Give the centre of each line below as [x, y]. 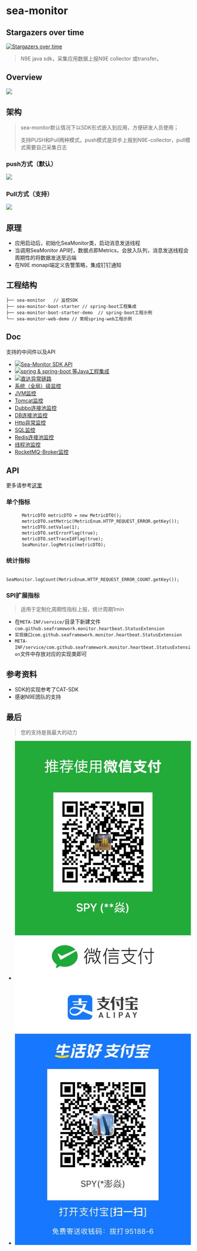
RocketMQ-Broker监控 [42, 452]
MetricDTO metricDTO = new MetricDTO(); [72, 515]
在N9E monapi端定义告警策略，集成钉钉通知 [68, 265]
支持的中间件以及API [31, 352]
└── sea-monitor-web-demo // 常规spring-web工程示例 [69, 319]
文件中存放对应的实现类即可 [54, 654]
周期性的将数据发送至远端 [45, 258]
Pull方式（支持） [30, 194]
